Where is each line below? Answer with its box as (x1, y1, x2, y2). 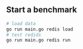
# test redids (6, 32, 42, 38)
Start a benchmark (6, 5, 78, 15)
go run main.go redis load (6, 26, 73, 32)
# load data (6, 20, 36, 26)
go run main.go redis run (6, 37, 70, 44)
